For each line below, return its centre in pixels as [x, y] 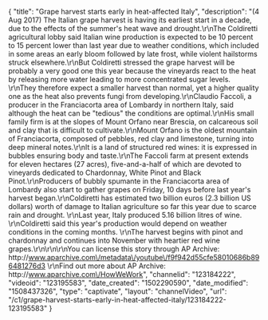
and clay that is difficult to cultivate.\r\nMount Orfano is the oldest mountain [133, 130]
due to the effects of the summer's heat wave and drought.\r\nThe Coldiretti [133, 28]
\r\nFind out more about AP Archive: [106, 266]
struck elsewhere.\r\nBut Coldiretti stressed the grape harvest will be [122, 62]
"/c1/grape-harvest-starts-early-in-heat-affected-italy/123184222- [117, 300]
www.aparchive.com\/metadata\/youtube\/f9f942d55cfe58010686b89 [144, 257]
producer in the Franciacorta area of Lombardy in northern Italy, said [121, 105]
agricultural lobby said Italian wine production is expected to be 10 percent [131, 37]
